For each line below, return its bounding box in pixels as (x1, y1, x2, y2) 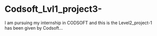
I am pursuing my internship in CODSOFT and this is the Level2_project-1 (4, 20, 152, 26)
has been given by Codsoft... (4, 25, 63, 31)
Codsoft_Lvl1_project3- (4, 3, 102, 15)
